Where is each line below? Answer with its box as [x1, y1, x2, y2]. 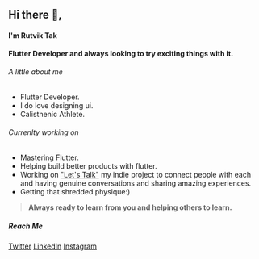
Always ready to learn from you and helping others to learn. [27, 203, 232, 212]
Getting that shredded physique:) [19, 187, 131, 196]
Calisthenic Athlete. [19, 109, 86, 119]
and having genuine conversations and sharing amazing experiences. [19, 178, 252, 188]
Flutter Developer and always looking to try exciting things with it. [8, 48, 234, 58]
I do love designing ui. [19, 100, 94, 110]
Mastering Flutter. [19, 152, 79, 162]
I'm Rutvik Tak [8, 30, 58, 40]
